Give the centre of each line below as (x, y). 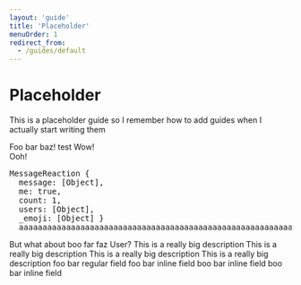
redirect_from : (38, 43)
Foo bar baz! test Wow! (52, 147)
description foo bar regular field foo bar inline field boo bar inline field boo (146, 263)
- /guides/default (52, 51)
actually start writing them (57, 130)
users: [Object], (56, 210)
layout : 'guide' (39, 17)
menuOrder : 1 (34, 34)
